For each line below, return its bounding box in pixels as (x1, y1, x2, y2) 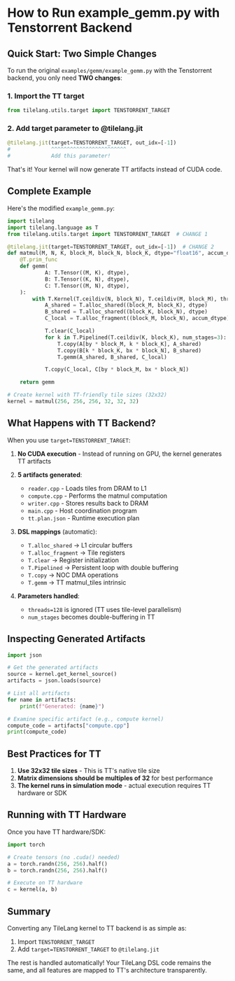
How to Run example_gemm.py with (7, 5, 220, 21)
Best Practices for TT (7, 748, 101, 760)
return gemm (20, 379, 55, 386)
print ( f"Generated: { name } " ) (20, 702, 105, 710)
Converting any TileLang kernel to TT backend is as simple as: (7, 924, 187, 932)
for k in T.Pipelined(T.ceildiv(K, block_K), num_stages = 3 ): (44, 334, 227, 341)
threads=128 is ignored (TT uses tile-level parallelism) (27, 605, 182, 613)
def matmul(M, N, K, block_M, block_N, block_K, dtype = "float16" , (7, 250, 205, 257)
